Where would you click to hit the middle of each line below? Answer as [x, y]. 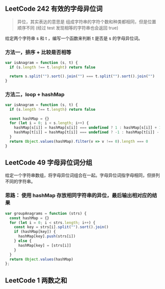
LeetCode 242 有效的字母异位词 [54, 9]
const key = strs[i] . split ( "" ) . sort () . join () [61, 227]
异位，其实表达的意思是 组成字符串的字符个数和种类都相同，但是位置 [86, 22]
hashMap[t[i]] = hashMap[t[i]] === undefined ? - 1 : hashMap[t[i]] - [87, 132]
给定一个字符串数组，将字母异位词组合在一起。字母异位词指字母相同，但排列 [82, 175]
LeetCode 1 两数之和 [36, 280]
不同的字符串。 [20, 182]
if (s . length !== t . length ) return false [53, 109]
